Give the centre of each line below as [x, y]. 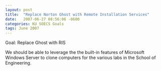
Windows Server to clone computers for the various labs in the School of [80, 57]
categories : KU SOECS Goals [35, 24]
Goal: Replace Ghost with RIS [35, 42]
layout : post [19, 10]
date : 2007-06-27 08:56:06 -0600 [43, 19]
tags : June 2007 [22, 28]
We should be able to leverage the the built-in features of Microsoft [75, 52]
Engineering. [18, 63]
